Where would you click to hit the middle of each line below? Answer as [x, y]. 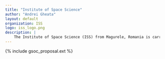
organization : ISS [24, 23]
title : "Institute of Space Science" [44, 10]
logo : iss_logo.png [25, 28]
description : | [21, 32]
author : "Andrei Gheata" [30, 14]
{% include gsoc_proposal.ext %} [39, 51]
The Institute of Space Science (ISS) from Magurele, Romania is [82, 37]
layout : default [22, 19]
